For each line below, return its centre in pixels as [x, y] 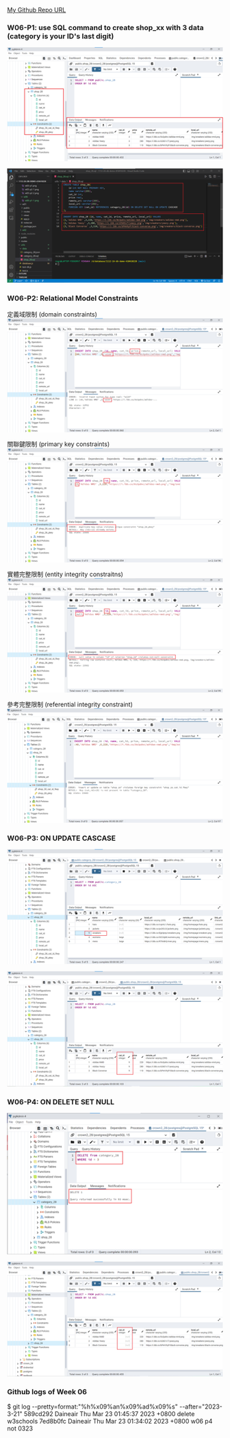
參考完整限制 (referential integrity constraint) [70, 704]
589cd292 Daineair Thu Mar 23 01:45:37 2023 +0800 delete [109, 1414]
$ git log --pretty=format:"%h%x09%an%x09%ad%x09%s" [92, 1406]
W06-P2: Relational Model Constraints [73, 299]
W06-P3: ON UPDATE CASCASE [62, 839]
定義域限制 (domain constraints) [52, 314]
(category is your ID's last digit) [61, 36]
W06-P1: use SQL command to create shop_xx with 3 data [105, 27]
